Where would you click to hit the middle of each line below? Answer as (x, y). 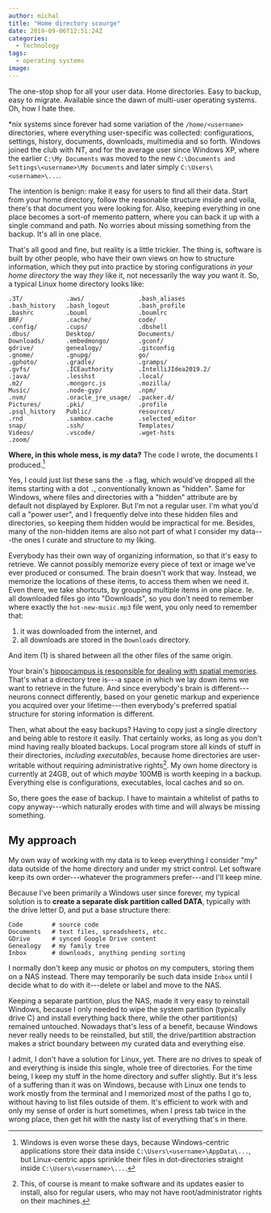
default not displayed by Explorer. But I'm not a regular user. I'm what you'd (133, 506)
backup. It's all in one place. (55, 234)
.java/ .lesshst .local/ (86, 376)
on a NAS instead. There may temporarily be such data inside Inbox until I (130, 976)
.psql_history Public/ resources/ (92, 411)
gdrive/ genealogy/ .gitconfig (92, 348)
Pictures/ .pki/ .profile (88, 404)
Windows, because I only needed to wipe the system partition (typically (127, 1009)
